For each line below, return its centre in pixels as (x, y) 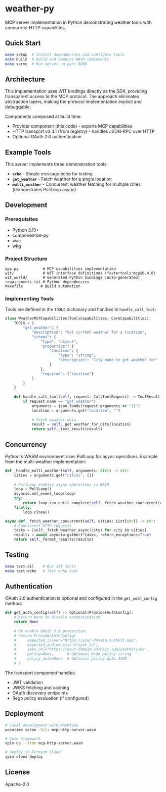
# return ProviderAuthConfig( (45, 635)
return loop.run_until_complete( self (62, 503)
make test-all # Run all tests (41, 566)
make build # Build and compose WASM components (57, 59)
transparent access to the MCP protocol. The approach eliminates (72, 97)
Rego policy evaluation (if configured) (51, 698)
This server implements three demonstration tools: (56, 164)
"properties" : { (57, 346)
